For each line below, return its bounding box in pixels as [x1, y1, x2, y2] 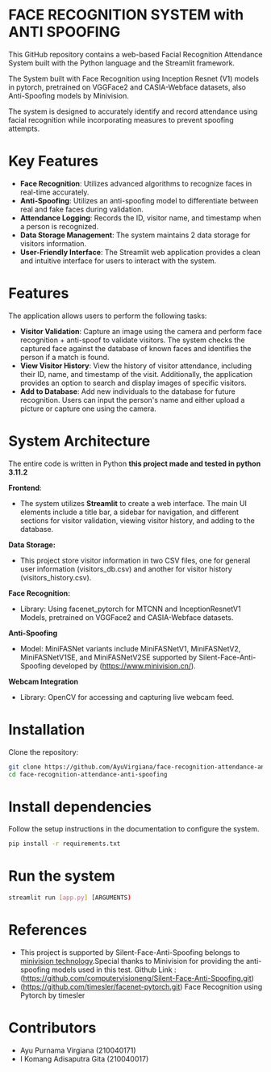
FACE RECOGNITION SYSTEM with [8, 6, 244, 24]
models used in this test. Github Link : [51, 965, 177, 974]
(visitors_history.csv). [19, 572, 92, 582]
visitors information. [19, 238, 87, 248]
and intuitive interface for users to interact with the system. [19, 256, 217, 266]
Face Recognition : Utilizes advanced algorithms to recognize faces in [19, 178, 252, 188]
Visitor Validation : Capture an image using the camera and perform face [19, 326, 262, 336]
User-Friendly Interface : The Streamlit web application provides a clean [19, 247, 261, 257]
